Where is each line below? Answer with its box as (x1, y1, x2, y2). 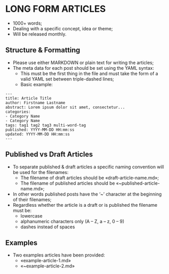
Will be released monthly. (12, 31, 67, 37)
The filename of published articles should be (20, 180, 115, 186)
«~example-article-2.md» (20, 263, 75, 269)
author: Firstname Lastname (5, 100, 66, 105)
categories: (5, 109, 31, 114)
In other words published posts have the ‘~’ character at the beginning (12, 191, 162, 197)
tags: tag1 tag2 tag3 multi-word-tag (5, 123, 86, 128)
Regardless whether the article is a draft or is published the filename (12, 202, 158, 208)
